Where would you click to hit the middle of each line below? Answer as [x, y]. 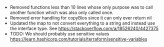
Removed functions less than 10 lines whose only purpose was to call [81, 7]
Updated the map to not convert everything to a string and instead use [82, 23]
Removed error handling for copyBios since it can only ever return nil [81, 18]
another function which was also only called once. [62, 12]
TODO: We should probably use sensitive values [59, 34]
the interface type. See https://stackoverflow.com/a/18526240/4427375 [84, 28]
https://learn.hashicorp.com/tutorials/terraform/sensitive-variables [78, 39]
